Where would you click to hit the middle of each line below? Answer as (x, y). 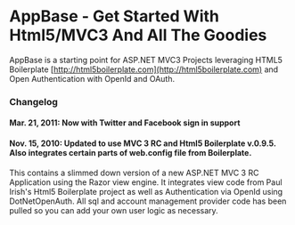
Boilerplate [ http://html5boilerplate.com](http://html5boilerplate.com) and (144, 69)
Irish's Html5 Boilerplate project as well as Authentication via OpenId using (146, 191)
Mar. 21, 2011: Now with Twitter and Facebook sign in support (125, 123)
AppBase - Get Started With (115, 16)
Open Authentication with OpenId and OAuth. (92, 78)
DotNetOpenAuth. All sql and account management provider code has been (148, 201)
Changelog (33, 101)
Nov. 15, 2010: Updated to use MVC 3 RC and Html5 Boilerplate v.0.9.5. (143, 143)
